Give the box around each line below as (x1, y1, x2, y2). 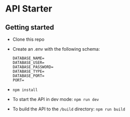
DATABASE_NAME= (12, 56, 45, 61)
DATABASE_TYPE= (12, 69, 45, 74)
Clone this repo (12, 36, 44, 42)
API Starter (5, 3, 52, 15)
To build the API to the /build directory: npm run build (12, 106, 125, 112)
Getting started (5, 23, 54, 32)
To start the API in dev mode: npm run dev (12, 96, 99, 102)
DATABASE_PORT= (12, 73, 45, 78)
